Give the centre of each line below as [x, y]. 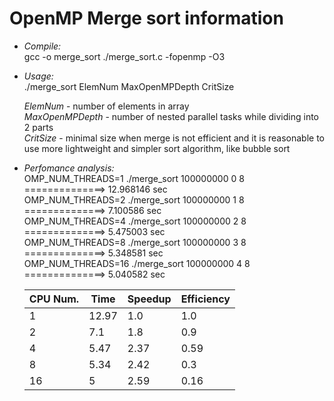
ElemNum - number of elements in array [106, 106]
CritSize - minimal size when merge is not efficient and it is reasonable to [174, 138]
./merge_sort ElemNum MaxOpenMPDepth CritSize [129, 86]
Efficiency [205, 299]
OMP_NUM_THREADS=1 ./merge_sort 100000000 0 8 [134, 178]
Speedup [149, 299]
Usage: [38, 76]
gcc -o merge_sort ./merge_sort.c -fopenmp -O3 [124, 56]
